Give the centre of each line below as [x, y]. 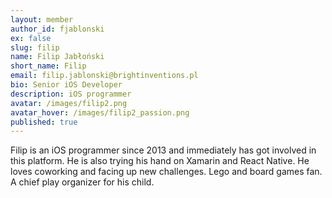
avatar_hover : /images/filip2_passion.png [100, 112]
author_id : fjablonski [57, 29]
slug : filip [35, 47]
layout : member [42, 19]
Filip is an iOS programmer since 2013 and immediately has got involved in [163, 150]
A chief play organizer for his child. [82, 182]
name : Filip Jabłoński [57, 57]
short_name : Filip [48, 66]
